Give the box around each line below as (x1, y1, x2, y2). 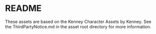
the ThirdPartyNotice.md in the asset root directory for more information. (5, 23, 152, 29)
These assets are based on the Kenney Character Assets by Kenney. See (5, 19, 152, 24)
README (5, 3, 42, 14)
